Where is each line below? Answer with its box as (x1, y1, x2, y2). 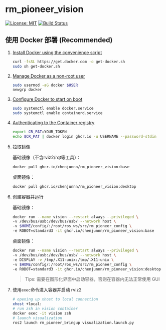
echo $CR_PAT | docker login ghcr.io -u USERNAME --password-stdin (12, 134, 157, 139)
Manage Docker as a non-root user (12, 73, 85, 79)
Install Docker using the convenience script (12, 49, 102, 56)
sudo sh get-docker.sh (12, 64, 60, 69)
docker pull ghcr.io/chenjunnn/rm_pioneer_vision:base (12, 164, 130, 169)
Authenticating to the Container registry (12, 120, 95, 126)
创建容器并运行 (12, 194, 44, 200)
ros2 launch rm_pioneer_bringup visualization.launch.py (12, 320, 134, 325)
